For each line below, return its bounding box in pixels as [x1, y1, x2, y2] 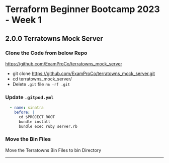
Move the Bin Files [5, 136, 51, 143]
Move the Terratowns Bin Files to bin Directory [5, 147, 102, 153]
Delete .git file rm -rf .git [12, 81, 70, 87]
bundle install [18, 119, 51, 124]
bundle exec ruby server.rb [18, 124, 78, 129]
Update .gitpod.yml [5, 94, 54, 101]
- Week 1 [5, 14, 42, 26]
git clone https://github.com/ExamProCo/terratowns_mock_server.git [12, 70, 155, 76]
